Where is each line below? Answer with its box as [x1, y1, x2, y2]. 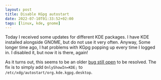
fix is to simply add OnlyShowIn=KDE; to [5, 64, 83, 70]
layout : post [5, 7, 32, 12]
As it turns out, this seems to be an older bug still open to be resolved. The [5, 59, 157, 65]
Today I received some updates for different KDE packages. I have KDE [5, 34, 149, 40]
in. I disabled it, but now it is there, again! [5, 50, 89, 56]
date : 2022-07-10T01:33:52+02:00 [5, 16, 74, 21]
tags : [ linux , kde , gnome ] [5, 20, 61, 26]
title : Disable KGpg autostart [5, 12, 69, 17]
